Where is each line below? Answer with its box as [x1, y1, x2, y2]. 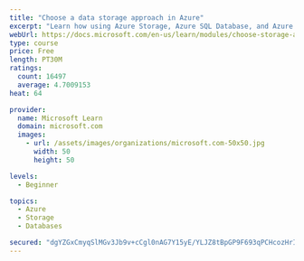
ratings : [9, 64, 43, 73]
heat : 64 [9, 89, 43, 98]
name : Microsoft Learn [17, 114, 103, 123]
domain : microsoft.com [17, 122, 103, 131]
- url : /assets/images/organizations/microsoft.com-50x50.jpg [25, 139, 265, 148]
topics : [9, 196, 39, 206]
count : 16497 [17, 72, 67, 81]
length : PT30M [9, 55, 63, 64]
